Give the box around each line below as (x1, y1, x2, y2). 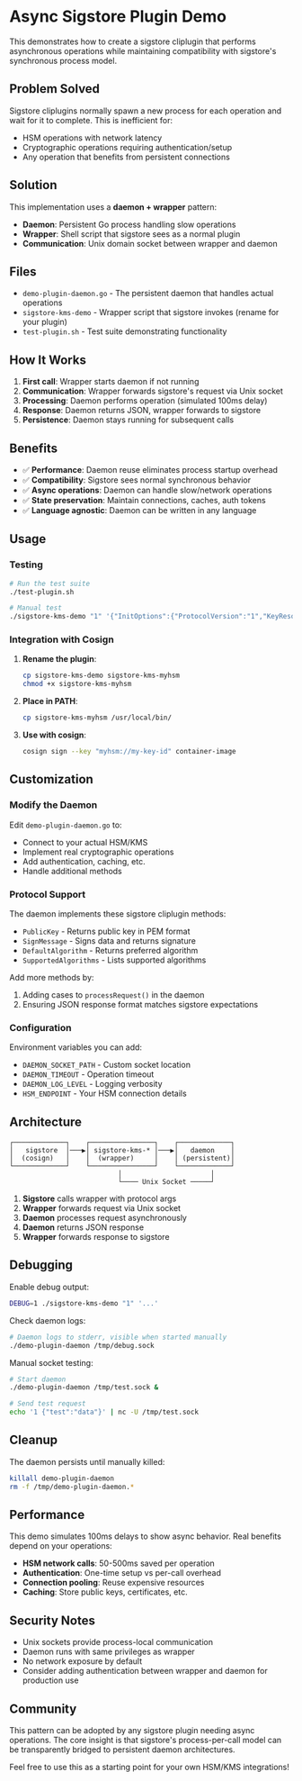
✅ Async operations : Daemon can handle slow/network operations (22, 484, 272, 495)
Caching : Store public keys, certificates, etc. (22, 1587, 188, 1597)
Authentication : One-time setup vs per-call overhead (22, 1568, 222, 1578)
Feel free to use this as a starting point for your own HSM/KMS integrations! (9, 1762, 289, 1773)
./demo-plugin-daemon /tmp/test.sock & (9, 1383, 159, 1392)
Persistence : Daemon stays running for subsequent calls (22, 414, 235, 425)
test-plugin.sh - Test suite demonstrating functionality (22, 326, 227, 337)
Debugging (9, 1258, 74, 1273)
